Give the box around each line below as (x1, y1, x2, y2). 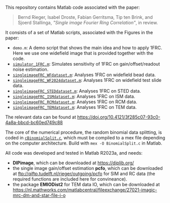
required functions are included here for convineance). (12, 176, 127, 182)
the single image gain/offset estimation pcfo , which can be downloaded (12, 165, 163, 171)
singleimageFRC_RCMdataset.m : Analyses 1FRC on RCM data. (12, 99, 138, 105)
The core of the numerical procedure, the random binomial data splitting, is (5, 129, 162, 135)
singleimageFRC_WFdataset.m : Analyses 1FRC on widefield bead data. (12, 72, 156, 78)
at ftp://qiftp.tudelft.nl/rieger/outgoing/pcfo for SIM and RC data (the (12, 170, 156, 177)
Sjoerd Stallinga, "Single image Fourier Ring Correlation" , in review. (17, 20, 158, 25)
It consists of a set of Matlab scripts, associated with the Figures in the (5, 30, 153, 35)
